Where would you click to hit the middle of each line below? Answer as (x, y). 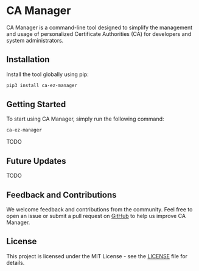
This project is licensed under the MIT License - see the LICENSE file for (97, 256)
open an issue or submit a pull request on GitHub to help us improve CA (96, 216)
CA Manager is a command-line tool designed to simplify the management (100, 27)
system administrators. (35, 40)
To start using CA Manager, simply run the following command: (85, 119)
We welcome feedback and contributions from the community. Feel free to (100, 209)
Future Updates (36, 161)
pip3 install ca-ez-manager (42, 85)
